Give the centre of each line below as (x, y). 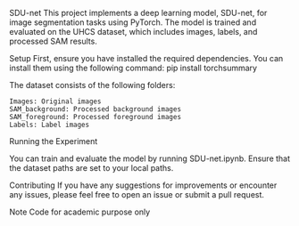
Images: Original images (55, 101)
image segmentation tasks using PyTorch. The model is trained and (133, 22)
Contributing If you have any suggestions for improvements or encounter (143, 185)
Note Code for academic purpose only (80, 212)
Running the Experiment (54, 141)
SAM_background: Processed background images (95, 109)
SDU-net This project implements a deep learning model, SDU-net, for (138, 13)
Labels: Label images (50, 125)
